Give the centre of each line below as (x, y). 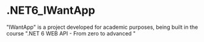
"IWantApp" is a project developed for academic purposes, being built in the (102, 27)
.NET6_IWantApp (51, 10)
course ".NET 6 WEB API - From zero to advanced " (71, 33)
